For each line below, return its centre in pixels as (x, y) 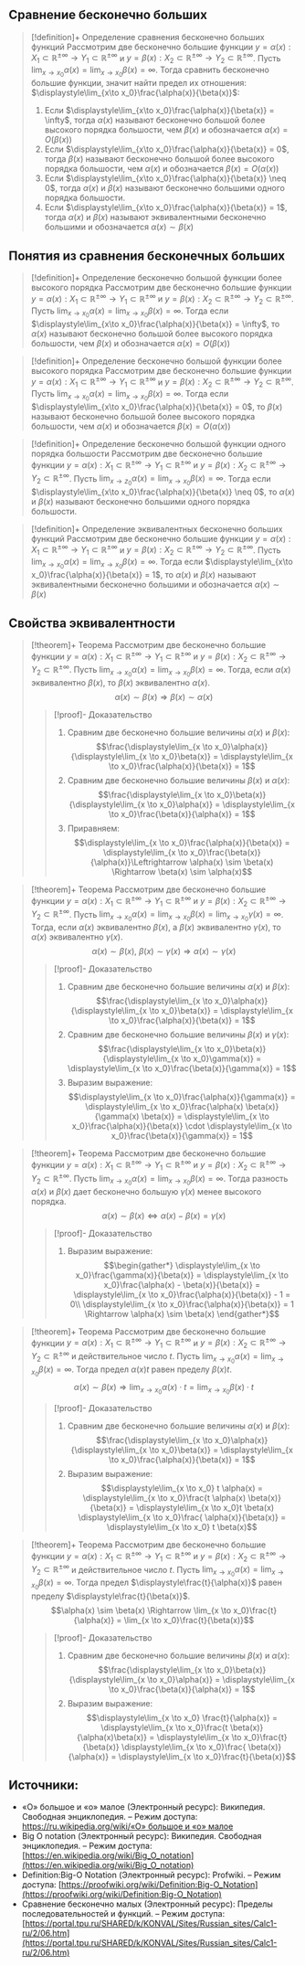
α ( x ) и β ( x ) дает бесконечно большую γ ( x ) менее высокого (146, 1191)
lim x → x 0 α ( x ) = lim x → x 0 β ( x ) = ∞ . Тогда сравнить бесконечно (150, 71)
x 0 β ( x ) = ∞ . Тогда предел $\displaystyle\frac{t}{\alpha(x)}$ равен (156, 1584)
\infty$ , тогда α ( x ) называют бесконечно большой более (155, 120)
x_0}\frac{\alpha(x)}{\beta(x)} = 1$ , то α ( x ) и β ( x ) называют (143, 575)
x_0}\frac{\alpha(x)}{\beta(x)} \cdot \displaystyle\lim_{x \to (182, 1126)
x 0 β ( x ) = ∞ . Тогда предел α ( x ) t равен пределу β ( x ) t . (131, 1371)
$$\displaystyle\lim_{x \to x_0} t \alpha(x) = (182, 1488)
